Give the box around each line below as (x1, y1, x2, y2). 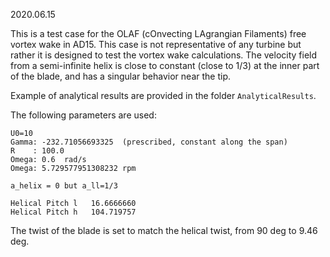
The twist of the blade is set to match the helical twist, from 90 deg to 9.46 (10, 225, 318, 236)
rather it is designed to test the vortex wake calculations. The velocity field (10, 49, 318, 61)
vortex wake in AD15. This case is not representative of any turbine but (10, 39, 302, 50)
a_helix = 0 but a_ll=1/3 (10, 181, 118, 191)
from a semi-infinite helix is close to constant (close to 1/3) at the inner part (10, 60, 320, 71)
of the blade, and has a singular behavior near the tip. (10, 70, 231, 82)
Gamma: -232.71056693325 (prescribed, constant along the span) (10, 137, 288, 147)
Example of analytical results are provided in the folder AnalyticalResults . (10, 90, 317, 101)
